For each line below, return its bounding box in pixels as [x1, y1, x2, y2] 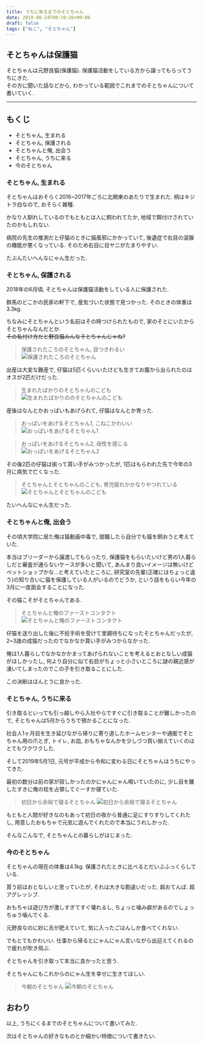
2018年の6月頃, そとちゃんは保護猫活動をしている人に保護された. [6, 286, 169, 293]
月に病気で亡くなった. [6, 468, 62, 475]
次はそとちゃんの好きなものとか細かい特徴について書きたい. [6, 1032, 156, 1040]
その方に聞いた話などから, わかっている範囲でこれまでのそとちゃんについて [6, 82, 195, 89]
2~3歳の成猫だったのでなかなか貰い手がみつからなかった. [6, 637, 150, 644]
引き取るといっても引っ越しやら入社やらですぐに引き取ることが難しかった [6, 709, 192, 716]
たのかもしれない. [6, 221, 51, 228]
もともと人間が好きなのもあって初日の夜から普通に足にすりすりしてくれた [6, 811, 192, 818]
